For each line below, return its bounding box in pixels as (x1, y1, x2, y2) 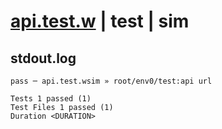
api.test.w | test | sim (10, 10, 190, 33)
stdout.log (10, 50, 77, 67)
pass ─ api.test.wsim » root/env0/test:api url (10, 76, 213, 86)
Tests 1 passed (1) (10, 94, 92, 104)
